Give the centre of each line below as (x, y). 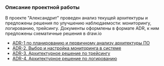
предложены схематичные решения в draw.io (54, 34)
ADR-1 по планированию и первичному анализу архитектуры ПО (81, 43)
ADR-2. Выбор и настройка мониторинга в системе (67, 48)
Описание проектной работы (43, 7)
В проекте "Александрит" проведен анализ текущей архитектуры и (77, 18)
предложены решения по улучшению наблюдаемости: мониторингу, (78, 23)
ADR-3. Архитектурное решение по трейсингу (61, 53)
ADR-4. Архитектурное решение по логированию (65, 59)
